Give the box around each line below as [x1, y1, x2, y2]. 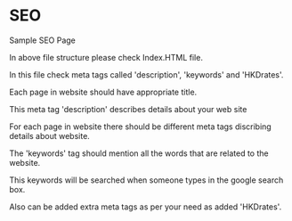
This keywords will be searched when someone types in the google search [9, 175, 284, 185]
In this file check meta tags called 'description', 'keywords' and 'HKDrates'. [9, 69, 284, 80]
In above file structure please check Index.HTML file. [9, 52, 203, 62]
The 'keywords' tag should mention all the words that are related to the [9, 148, 269, 159]
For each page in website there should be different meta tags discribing [9, 121, 272, 132]
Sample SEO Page [9, 35, 76, 45]
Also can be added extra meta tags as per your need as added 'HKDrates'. [9, 201, 282, 212]
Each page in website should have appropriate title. [9, 86, 198, 97]
